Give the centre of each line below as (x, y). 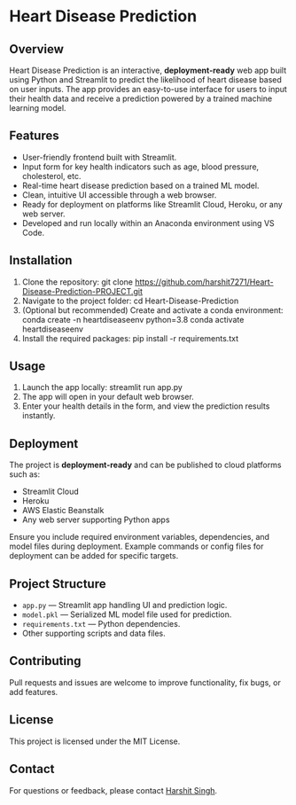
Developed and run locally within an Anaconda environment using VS (148, 223)
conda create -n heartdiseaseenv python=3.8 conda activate (133, 319)
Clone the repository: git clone (77, 282)
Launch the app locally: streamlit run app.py (102, 387)
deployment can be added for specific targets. (94, 556)
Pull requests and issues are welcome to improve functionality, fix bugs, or (145, 682)
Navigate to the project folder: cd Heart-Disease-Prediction (130, 301)
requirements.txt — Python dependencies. (101, 624)
